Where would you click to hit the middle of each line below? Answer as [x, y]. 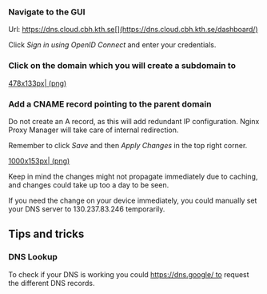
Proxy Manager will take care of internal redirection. [94, 130]
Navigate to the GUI [47, 12]
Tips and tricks [46, 234]
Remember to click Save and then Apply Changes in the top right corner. [128, 145]
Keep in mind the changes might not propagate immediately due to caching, [133, 176]
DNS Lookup [33, 257]
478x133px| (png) [38, 83]
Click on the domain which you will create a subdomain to [122, 66]
